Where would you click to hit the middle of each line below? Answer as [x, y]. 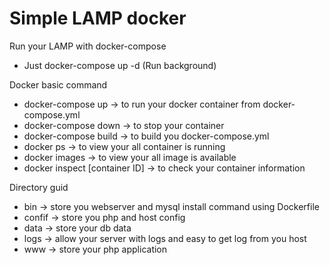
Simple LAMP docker [98, 18]
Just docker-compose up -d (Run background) [120, 65]
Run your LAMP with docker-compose [88, 46]
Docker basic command [58, 84]
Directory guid [39, 187]
